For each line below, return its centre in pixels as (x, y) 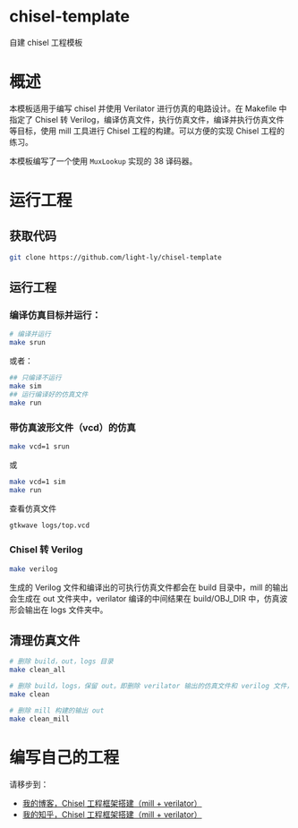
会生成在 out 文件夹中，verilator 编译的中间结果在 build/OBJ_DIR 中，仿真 (145, 598)
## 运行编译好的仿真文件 (49, 394)
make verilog (34, 569)
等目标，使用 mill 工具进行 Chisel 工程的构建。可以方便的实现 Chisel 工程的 (147, 131)
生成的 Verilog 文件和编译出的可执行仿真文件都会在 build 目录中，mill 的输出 (149, 587)
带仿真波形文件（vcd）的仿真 (72, 427)
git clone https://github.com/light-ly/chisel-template (115, 257)
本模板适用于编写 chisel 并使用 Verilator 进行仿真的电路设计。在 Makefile (143, 108)
